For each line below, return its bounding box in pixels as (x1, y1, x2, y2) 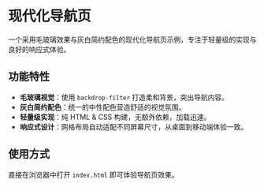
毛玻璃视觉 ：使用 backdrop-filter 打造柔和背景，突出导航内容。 (19, 92, 229, 102)
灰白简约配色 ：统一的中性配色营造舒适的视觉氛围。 (19, 102, 186, 111)
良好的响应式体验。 (8, 44, 71, 54)
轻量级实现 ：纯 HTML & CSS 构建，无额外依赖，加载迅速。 (19, 112, 211, 122)
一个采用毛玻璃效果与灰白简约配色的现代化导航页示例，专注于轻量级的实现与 (8, 35, 257, 44)
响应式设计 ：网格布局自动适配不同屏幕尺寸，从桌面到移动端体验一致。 (19, 122, 248, 131)
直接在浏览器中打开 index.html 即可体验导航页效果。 (8, 170, 179, 179)
